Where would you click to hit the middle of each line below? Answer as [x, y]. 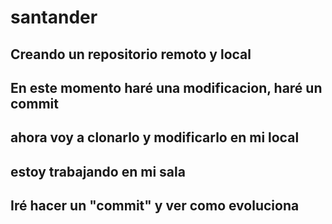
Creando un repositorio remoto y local [131, 54]
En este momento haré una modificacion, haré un [166, 87]
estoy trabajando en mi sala [98, 171]
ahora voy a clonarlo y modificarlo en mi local [155, 137]
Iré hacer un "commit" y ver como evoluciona [155, 206]
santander [54, 17]
